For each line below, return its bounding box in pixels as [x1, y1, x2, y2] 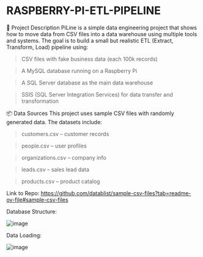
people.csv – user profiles [21, 142, 87, 149]
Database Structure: [6, 207, 57, 215]
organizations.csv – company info [21, 154, 107, 161]
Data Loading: [6, 231, 42, 239]
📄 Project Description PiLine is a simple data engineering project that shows [6, 24, 197, 31]
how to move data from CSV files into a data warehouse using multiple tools [6, 30, 197, 37]
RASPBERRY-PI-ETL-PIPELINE [6, 4, 161, 18]
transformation [21, 97, 59, 105]
